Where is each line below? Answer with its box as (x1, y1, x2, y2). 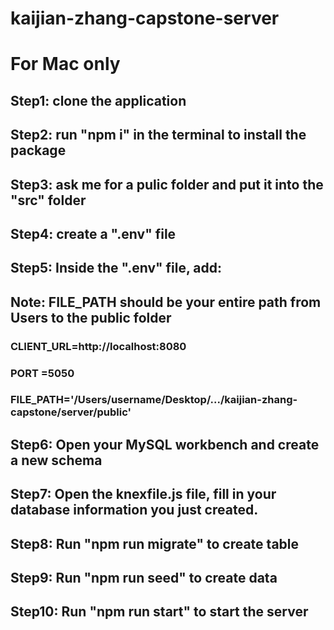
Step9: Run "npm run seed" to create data (10, 570, 278, 587)
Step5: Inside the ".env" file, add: (10, 260, 223, 277)
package (10, 142, 67, 159)
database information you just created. (10, 502, 259, 519)
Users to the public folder (10, 309, 172, 326)
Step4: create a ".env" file (10, 225, 177, 242)
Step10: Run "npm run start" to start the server (10, 603, 309, 621)
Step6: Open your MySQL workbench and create (10, 436, 320, 453)
